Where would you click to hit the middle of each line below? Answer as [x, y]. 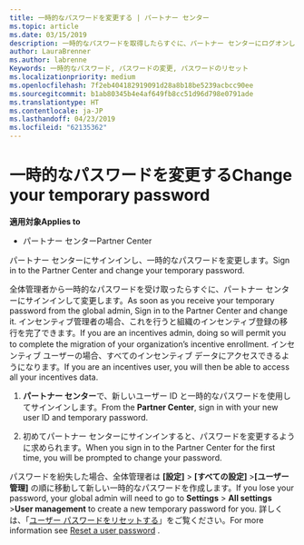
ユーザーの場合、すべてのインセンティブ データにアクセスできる [162, 355]
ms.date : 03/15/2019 [49, 35]
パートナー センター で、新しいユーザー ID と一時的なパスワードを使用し [157, 395]
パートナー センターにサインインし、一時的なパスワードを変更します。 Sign [150, 260]
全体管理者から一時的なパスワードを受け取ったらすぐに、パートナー [137, 289]
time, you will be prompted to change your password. [122, 457]
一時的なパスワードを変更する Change [151, 176]
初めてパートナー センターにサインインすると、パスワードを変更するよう [159, 436]
